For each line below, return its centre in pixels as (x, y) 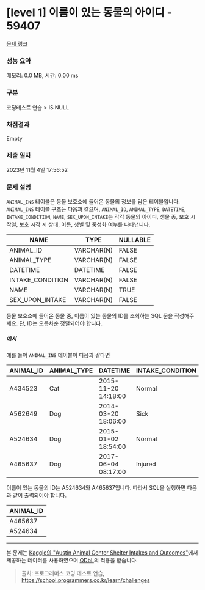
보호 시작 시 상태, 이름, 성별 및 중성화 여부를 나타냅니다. (85, 224)
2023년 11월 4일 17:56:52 (37, 170)
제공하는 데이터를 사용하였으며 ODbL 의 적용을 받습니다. (72, 561)
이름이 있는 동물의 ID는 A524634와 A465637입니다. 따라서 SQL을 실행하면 (96, 488)
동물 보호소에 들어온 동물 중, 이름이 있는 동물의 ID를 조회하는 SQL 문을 (90, 316)
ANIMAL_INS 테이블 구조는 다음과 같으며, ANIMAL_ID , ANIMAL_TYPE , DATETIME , (96, 209)
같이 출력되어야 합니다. (40, 495)
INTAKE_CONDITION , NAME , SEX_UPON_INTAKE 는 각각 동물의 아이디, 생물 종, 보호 (98, 217)
